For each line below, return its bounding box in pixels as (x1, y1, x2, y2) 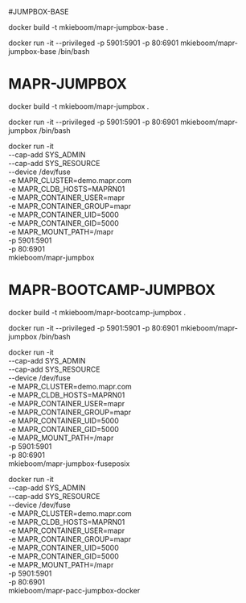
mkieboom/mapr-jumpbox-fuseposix (8, 459, 130, 468)
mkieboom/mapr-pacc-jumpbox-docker (8, 585, 141, 595)
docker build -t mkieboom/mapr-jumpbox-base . (8, 23, 169, 31)
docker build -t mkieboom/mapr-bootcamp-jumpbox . (8, 307, 187, 317)
